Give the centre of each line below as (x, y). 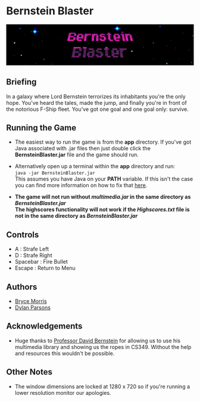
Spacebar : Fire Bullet (41, 262)
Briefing (21, 82)
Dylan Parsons (32, 307)
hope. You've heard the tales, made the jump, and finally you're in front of (97, 103)
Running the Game (41, 127)
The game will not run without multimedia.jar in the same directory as (103, 197)
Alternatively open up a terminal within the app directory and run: (95, 166)
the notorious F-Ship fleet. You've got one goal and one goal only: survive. (98, 109)
